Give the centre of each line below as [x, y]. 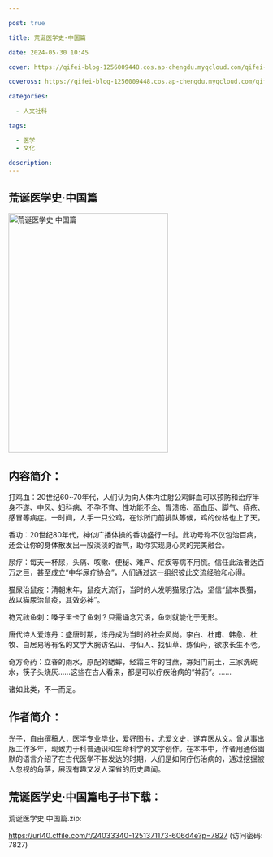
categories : [28, 97]
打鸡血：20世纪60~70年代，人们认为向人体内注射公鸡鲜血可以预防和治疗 [131, 497]
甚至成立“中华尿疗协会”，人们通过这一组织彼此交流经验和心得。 [143, 572]
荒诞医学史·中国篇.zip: [45, 818]
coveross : [25, 82]
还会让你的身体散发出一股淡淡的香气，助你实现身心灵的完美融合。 [119, 545]
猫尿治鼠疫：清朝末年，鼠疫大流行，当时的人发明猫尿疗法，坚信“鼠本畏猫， [135, 589]
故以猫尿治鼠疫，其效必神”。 [56, 600]
